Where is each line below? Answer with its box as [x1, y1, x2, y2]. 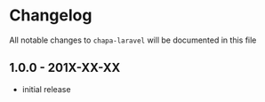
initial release [21, 83, 71, 94]
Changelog [9, 5, 92, 26]
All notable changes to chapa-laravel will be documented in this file [9, 35, 257, 45]
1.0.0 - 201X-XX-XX [9, 60, 121, 75]
